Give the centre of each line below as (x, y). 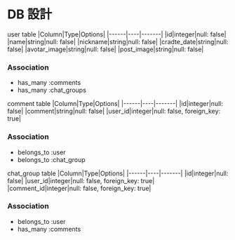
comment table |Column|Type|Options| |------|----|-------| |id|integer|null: (115, 104)
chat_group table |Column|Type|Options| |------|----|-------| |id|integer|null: (118, 173)
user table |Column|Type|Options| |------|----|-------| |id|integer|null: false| (117, 34)
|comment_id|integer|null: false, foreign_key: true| (79, 188)
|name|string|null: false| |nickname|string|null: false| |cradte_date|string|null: (118, 41)
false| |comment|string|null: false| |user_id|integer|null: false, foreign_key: (114, 111)
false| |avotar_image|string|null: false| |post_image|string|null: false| (106, 49)
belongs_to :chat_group (51, 159)
